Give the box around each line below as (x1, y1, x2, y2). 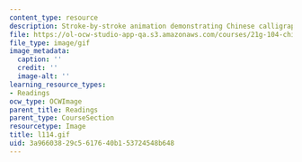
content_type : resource (9, 13, 99, 22)
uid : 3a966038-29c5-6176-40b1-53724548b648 (9, 139, 175, 148)
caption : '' (17, 55, 63, 64)
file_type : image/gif (9, 38, 91, 48)
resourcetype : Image (9, 122, 87, 131)
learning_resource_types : (9, 80, 106, 89)
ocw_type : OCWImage (9, 96, 83, 106)
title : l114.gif (9, 130, 70, 139)
